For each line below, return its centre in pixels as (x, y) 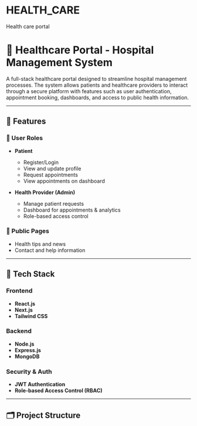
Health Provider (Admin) (45, 192)
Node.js (24, 344)
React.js (25, 304)
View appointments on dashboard (64, 181)
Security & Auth (29, 372)
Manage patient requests (53, 203)
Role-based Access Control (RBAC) (58, 391)
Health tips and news (40, 244)
